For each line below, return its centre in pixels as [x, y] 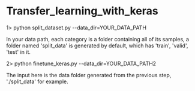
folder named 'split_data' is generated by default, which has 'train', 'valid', [97, 45]
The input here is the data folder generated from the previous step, [89, 75]
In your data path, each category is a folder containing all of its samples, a [98, 39]
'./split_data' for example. [37, 81]
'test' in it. [19, 51]
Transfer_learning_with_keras [82, 11]
